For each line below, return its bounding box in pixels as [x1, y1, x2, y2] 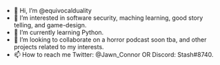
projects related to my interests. [13, 43, 105, 51]
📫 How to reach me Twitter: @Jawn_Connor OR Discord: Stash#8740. [13, 51, 214, 58]
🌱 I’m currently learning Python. [13, 28, 104, 36]
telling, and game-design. [13, 21, 87, 29]
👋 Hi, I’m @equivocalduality [13, 7, 92, 14]
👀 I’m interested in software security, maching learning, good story [13, 14, 203, 22]
